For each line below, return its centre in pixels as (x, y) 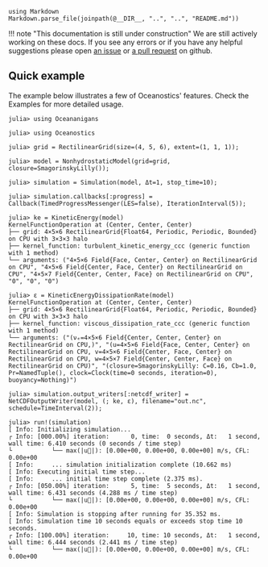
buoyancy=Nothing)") (43, 380)
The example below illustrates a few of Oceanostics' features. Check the (129, 95)
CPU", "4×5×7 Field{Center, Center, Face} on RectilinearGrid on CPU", (131, 274)
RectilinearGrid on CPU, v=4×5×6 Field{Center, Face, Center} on (120, 352)
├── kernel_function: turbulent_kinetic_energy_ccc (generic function (129, 246)
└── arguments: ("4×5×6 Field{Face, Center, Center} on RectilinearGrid (133, 260)
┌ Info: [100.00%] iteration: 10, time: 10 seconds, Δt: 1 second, (135, 535)
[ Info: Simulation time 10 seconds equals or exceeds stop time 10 (126, 521)
